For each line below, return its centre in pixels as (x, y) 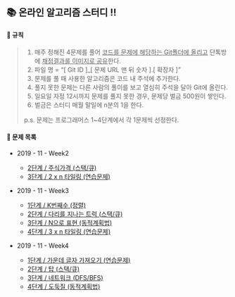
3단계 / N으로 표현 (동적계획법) (70, 222)
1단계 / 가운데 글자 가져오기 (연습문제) (79, 260)
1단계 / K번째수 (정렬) (56, 205)
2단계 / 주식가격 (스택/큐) (62, 168)
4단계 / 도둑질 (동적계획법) (64, 286)
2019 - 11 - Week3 (43, 190)
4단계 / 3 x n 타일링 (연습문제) (69, 232)
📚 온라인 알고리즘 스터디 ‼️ (62, 13)
